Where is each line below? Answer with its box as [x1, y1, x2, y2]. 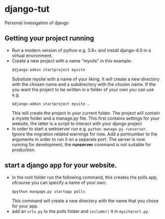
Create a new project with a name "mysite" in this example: [11, 58, 132, 64]
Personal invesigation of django [4, 20, 69, 26]
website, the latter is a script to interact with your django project [11, 120, 142, 127]
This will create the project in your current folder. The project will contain [11, 110, 160, 116]
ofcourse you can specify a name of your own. [11, 179, 107, 185]
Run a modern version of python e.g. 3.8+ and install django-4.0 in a [11, 47, 151, 53]
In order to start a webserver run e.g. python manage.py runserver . [11, 126, 147, 131]
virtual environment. [11, 52, 53, 58]
